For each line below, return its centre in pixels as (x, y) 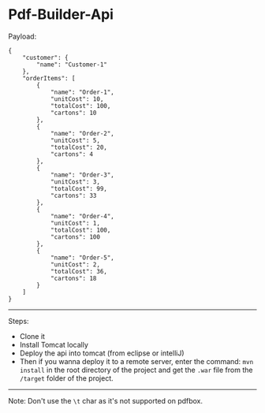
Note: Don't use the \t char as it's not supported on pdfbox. (106, 400)
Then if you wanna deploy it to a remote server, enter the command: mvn (136, 361)
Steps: (19, 321)
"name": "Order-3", (82, 175)
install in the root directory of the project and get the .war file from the (136, 370)
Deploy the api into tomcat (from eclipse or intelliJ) (102, 353)
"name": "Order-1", (82, 92)
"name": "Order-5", (82, 258)
